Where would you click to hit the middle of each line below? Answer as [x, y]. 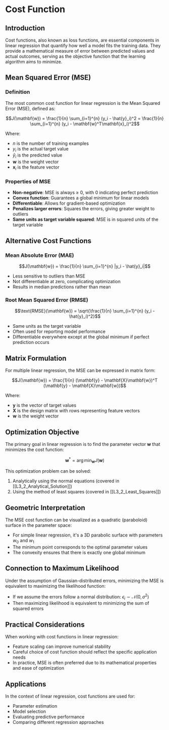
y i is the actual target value [41, 149]
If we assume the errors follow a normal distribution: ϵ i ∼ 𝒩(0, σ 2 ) [81, 597]
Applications [26, 684]
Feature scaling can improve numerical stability [62, 646]
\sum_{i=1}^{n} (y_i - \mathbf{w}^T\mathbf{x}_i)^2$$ [85, 124]
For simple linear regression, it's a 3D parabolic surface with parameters [88, 535]
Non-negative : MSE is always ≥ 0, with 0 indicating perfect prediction [85, 193]
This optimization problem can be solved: [48, 471]
